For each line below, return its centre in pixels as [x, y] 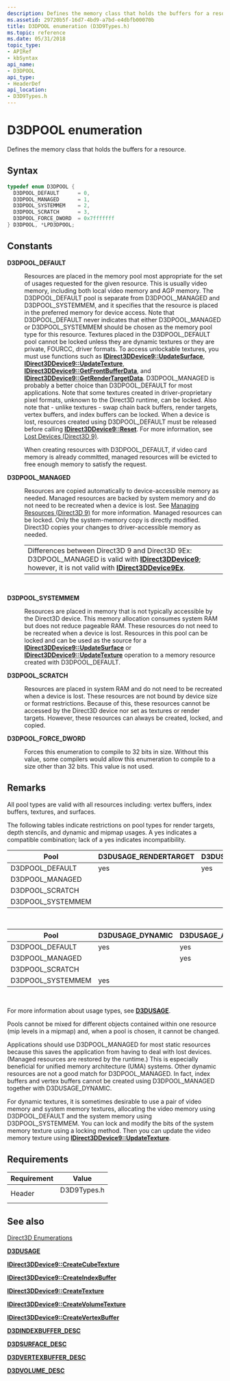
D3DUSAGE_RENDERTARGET [146, 856]
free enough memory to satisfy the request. [86, 464]
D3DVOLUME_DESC [36, 1371]
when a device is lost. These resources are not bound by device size [121, 696]
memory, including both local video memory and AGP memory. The [119, 290]
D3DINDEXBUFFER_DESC [44, 1331]
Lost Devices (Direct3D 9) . [62, 436]
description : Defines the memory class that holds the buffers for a [108, 13]
